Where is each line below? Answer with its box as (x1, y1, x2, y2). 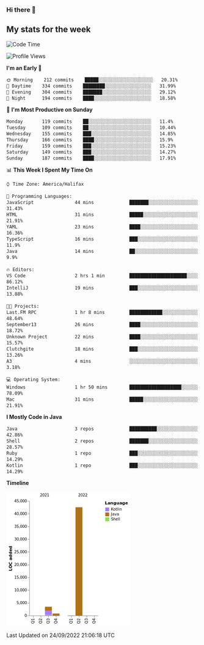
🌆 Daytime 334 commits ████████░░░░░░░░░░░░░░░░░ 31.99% (6, 82, 176, 89)
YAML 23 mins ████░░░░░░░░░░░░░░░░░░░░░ (6, 224, 199, 230)
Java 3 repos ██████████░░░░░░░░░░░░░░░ (6, 426, 199, 432)
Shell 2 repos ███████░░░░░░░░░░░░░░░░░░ (6, 438, 199, 444)
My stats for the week (6, 24, 91, 35)
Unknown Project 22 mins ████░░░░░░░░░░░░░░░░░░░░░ (6, 333, 199, 340)
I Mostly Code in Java (6, 413, 62, 420)
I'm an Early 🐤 (6, 64, 42, 71)
